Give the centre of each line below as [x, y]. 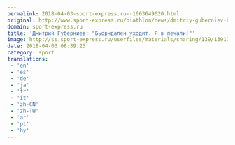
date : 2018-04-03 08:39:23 [47, 46]
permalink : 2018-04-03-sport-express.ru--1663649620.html [93, 14]
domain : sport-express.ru [45, 26]
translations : [28, 59]
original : [22, 20]
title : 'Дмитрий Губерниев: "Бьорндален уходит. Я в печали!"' [101, 33]
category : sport [31, 53]
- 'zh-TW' [24, 111]
